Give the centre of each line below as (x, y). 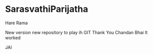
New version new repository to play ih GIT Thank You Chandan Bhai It (76, 32)
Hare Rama (17, 23)
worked (13, 38)
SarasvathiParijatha (47, 9)
